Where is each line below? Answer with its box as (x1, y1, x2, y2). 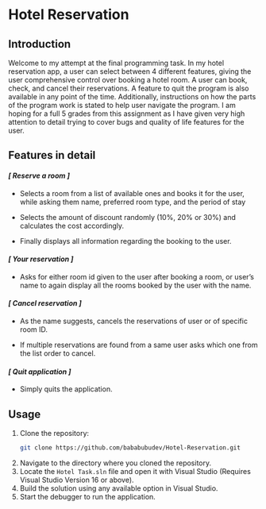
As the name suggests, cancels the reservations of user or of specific (19, 316, 249, 326)
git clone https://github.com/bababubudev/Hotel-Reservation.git (19, 444, 241, 452)
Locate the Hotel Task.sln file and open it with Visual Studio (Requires (19, 466, 252, 476)
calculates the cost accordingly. (19, 221, 125, 230)
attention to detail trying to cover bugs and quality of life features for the (8, 118, 245, 126)
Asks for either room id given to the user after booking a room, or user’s (19, 272, 255, 281)
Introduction (8, 37, 71, 51)
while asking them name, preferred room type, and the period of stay (19, 197, 246, 206)
